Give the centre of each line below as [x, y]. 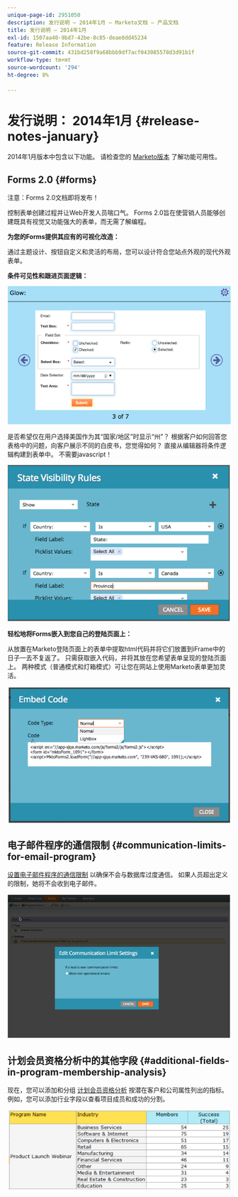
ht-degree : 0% [28, 75]
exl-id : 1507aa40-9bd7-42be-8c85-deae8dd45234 [77, 38]
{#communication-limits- [169, 845]
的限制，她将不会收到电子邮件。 [54, 884]
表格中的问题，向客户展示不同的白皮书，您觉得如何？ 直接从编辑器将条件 [114, 446]
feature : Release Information [52, 45]
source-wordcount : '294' [44, 68]
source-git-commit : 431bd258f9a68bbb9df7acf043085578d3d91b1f [101, 53]
